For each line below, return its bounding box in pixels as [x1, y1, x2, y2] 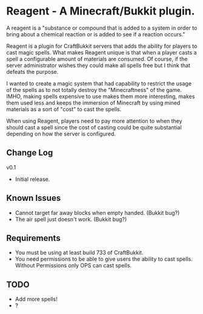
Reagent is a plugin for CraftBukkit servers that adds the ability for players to [6, 42, 198, 50]
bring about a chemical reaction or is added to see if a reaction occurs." [6, 30, 186, 38]
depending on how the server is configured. [6, 130, 116, 137]
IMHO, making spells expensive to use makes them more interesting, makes [6, 93, 195, 100]
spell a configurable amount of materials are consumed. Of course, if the [6, 55, 188, 62]
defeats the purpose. [6, 68, 59, 75]
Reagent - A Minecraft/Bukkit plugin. [6, 4, 195, 18]
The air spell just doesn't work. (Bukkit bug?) [15, 215, 127, 223]
